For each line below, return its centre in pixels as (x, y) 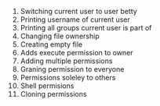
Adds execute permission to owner (76, 53)
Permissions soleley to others (68, 78)
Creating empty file (51, 44)
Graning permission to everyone (72, 69)
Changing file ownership (60, 36)
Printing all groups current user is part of (86, 28)
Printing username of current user (75, 19)
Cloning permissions (53, 94)
